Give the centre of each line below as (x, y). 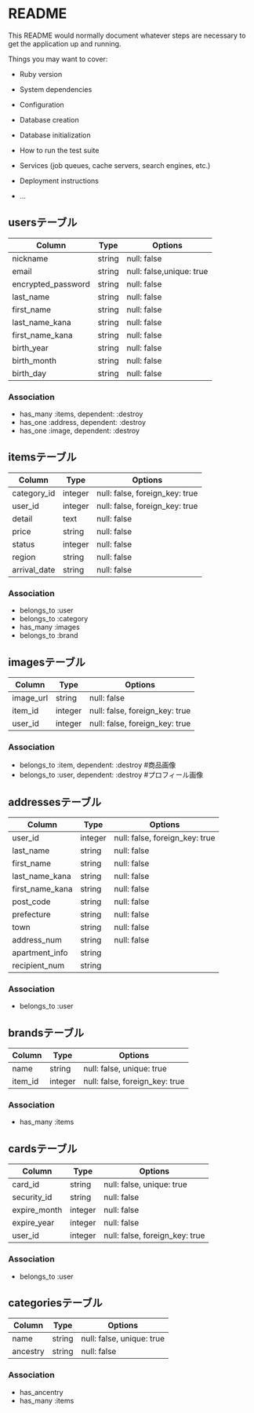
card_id (26, 1184)
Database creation (49, 119)
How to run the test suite (59, 150)
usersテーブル (43, 223)
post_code (31, 902)
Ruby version (41, 74)
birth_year (30, 348)
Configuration (42, 104)
